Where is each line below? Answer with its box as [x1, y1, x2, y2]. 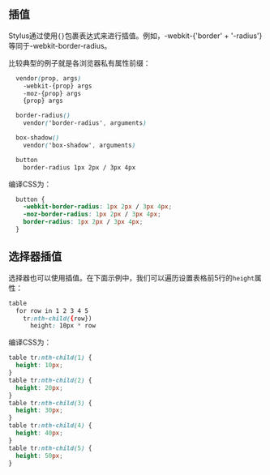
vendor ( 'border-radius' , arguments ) [23, 119, 148, 127]
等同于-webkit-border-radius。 [8, 41, 112, 50]
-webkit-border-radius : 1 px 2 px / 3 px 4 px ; [23, 203, 173, 211]
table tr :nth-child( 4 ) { [8, 422, 92, 430]
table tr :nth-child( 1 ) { [8, 353, 92, 362]
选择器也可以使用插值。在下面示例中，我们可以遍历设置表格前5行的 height [8, 272, 255, 282]
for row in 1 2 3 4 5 [15, 306, 89, 315]
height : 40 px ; [15, 429, 63, 437]
